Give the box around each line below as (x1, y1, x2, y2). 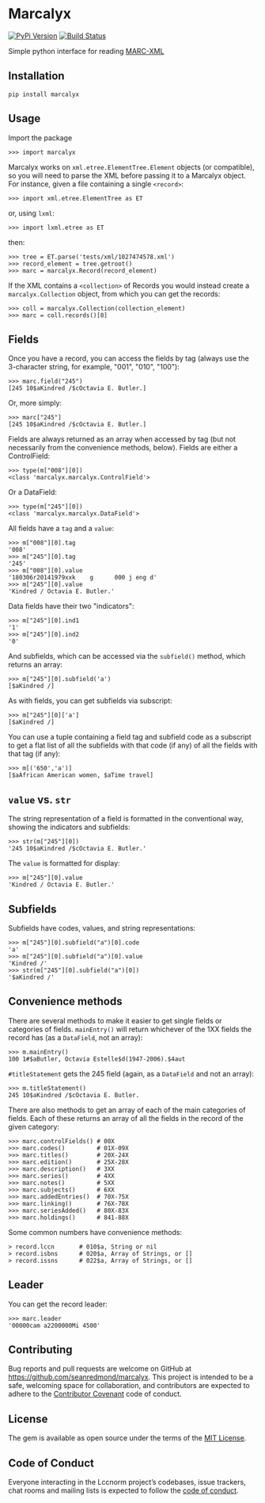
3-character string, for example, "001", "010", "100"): (8, 362, 180, 372)
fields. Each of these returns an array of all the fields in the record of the (8, 1113, 244, 1122)
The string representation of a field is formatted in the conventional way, (8, 814, 244, 824)
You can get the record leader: (8, 1299, 108, 1309)
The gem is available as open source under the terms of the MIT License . (8, 1433, 247, 1443)
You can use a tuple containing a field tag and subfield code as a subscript (8, 732, 252, 742)
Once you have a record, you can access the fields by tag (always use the (8, 354, 249, 363)
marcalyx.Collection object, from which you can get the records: (8, 289, 221, 298)
